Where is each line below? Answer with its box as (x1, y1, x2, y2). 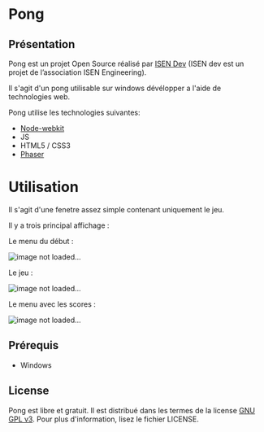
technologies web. (8, 92, 71, 102)
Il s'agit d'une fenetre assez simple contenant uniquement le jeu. (8, 204, 225, 214)
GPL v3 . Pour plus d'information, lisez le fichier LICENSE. (8, 414, 199, 424)
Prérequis (8, 338, 59, 352)
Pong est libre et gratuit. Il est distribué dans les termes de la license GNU (8, 405, 256, 415)
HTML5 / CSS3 (19, 141, 71, 151)
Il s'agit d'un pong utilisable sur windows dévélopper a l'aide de (8, 83, 222, 93)
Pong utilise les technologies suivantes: (8, 107, 141, 117)
